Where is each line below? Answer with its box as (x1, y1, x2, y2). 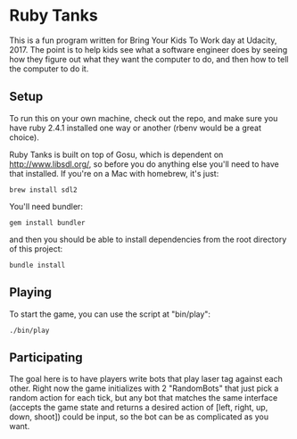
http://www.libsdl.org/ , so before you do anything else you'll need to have (9, 158, 279, 170)
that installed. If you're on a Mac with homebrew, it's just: (9, 168, 219, 178)
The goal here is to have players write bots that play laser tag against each (9, 374, 283, 385)
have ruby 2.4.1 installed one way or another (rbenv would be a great (9, 122, 261, 133)
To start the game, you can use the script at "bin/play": (9, 309, 211, 319)
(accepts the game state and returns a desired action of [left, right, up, (9, 402, 268, 413)
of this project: (9, 243, 63, 254)
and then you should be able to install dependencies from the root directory (9, 234, 287, 244)
